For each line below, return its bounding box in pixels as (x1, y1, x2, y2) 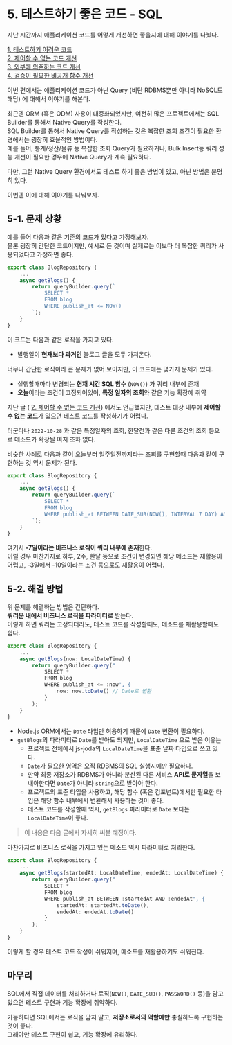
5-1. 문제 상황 (7, 213, 62, 225)
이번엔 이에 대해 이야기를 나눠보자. (7, 191, 99, 199)
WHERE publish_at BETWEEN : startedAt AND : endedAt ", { (43, 895, 206, 902)
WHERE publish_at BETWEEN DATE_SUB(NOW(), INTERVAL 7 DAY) (43, 511, 217, 518)
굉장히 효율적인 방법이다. (30, 135, 98, 143)
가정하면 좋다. (37, 250, 74, 258)
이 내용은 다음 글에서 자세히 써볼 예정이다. (23, 828, 137, 836)
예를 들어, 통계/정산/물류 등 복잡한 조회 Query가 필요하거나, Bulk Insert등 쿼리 (7, 143, 217, 152)
